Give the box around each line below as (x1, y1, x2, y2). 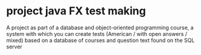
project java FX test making (6, 4, 146, 18)
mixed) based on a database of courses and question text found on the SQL (6, 36, 195, 44)
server (6, 43, 23, 50)
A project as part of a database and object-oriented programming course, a (6, 24, 194, 31)
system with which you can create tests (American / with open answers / (6, 30, 188, 37)
